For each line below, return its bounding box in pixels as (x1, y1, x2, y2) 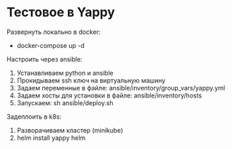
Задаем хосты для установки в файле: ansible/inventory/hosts (16, 91, 202, 100)
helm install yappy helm (16, 133, 86, 142)
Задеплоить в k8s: (6, 112, 62, 121)
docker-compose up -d (16, 41, 85, 49)
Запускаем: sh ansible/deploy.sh (16, 98, 114, 107)
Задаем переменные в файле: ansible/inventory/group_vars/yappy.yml (16, 83, 226, 92)
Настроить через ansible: (6, 54, 83, 64)
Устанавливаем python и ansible (16, 68, 114, 77)
